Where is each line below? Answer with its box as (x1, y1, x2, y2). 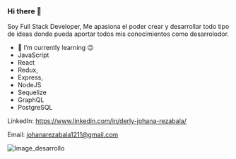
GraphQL (17, 96, 45, 104)
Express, (17, 73, 44, 82)
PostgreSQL (17, 103, 53, 112)
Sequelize (17, 88, 47, 97)
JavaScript (17, 51, 49, 59)
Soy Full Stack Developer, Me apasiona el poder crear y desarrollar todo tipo (7, 23, 230, 31)
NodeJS (17, 81, 42, 89)
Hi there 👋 (7, 6, 42, 16)
